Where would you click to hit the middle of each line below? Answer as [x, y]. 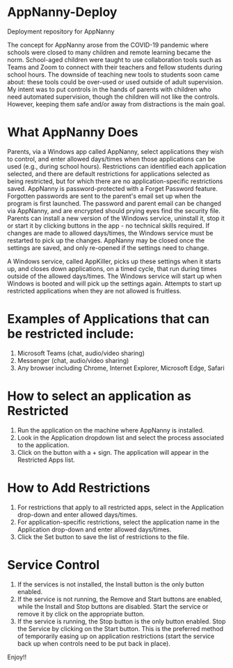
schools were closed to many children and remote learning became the [109, 52]
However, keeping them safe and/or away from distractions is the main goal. [116, 104]
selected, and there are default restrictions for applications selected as [109, 173]
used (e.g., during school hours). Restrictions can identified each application [117, 166]
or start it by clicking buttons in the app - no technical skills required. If [109, 225]
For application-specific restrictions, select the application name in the [119, 522]
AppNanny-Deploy [62, 12]
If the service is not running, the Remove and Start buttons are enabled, [120, 599]
